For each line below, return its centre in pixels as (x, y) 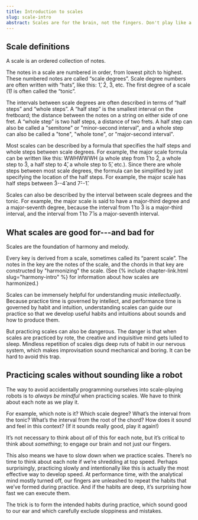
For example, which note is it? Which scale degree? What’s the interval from (98, 413)
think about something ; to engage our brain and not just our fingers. (89, 444)
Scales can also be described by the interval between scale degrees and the (99, 195)
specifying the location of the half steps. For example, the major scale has (96, 177)
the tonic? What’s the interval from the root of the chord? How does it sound (98, 420)
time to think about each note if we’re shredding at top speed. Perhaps (92, 461)
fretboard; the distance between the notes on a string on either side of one (97, 115)
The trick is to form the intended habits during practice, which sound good (97, 505)
